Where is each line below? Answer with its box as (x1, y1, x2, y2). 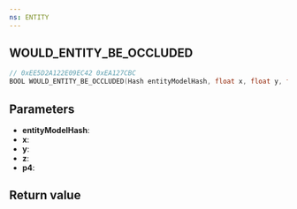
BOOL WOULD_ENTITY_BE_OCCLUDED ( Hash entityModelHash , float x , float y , (9, 77, 283, 86)
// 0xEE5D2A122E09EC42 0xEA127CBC (9, 69, 137, 78)
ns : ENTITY (9, 12, 49, 22)
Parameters (9, 101, 75, 116)
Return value (9, 188, 81, 203)
